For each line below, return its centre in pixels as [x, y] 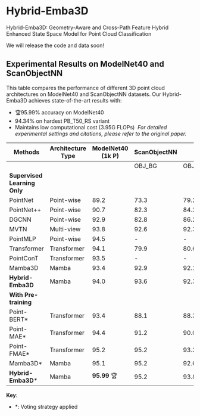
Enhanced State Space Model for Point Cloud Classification [79, 33]
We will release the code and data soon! [55, 45]
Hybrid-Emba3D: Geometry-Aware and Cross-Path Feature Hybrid [87, 27]
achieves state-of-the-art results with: [75, 100]
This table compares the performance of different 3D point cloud [86, 88]
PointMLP [23, 238]
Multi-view [65, 229]
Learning [22, 183]
